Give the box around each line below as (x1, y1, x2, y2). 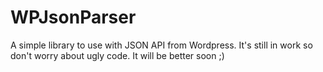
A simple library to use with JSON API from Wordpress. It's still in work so (10, 39, 313, 51)
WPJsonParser (10, 6, 137, 29)
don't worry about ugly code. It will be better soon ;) (10, 49, 225, 61)
